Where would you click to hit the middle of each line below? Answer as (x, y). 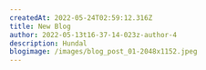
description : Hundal (49, 43)
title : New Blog (40, 26)
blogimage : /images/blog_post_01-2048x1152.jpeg (103, 52)
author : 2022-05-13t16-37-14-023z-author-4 (93, 35)
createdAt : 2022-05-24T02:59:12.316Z (81, 18)
